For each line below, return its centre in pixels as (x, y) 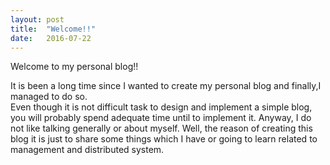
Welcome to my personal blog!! (74, 67)
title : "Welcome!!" (53, 29)
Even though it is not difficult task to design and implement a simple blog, (161, 107)
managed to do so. (49, 97)
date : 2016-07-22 (51, 38)
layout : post (37, 19)
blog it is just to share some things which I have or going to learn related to (164, 139)
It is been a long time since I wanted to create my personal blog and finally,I (166, 86)
